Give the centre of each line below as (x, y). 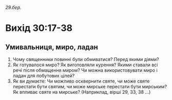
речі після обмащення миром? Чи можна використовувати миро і (85, 70)
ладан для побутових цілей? (44, 76)
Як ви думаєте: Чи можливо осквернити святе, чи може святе (81, 81)
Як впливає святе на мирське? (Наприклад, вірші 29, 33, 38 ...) (82, 92)
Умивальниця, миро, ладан (52, 47)
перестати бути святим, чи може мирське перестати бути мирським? (90, 86)
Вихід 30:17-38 (39, 28)
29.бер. (13, 7)
